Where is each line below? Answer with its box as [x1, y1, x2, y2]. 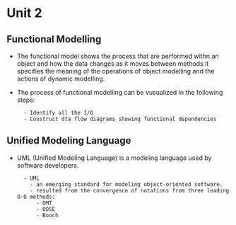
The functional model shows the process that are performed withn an [16, 52, 220, 60]
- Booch [35, 212, 59, 219]
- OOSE [35, 205, 56, 213]
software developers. [16, 161, 79, 169]
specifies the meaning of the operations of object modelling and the [16, 67, 215, 75]
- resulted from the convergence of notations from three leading [30, 187, 230, 194]
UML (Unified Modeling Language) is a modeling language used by [16, 154, 212, 162]
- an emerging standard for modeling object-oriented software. [30, 180, 223, 188]
